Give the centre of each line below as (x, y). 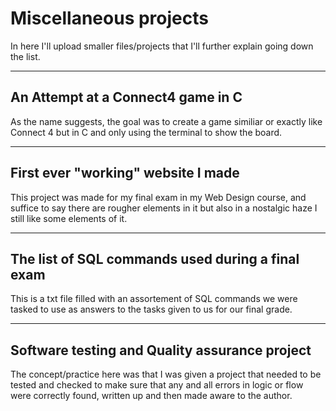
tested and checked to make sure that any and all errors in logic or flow (157, 385)
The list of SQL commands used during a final (155, 258)
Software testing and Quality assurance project (161, 350)
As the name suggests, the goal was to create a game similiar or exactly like (166, 121)
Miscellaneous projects (109, 18)
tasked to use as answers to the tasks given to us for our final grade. (151, 309)
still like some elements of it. (69, 218)
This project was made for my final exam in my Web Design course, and (158, 197)
